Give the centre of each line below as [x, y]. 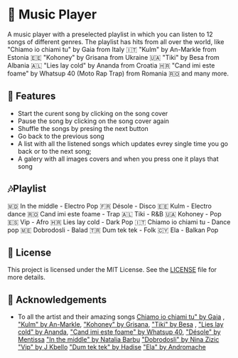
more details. [27, 278]
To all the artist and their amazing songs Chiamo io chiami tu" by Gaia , [121, 317]
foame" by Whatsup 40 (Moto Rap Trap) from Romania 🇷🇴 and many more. [118, 73]
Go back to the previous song [61, 136]
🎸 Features [32, 96]
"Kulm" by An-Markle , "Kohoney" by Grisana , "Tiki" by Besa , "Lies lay [120, 325]
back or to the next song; [54, 151]
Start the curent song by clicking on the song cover [93, 113]
